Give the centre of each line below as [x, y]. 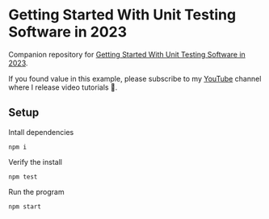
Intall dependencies [41, 132]
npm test [23, 177]
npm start [25, 206]
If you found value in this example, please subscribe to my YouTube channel [135, 78]
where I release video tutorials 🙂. [63, 87]
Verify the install [36, 162]
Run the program [36, 192]
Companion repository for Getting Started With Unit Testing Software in [127, 54]
